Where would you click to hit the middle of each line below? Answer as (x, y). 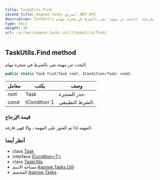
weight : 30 (16, 28)
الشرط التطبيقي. (77, 102)
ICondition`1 (40, 102)
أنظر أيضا (15, 140)
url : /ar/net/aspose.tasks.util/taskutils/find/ (56, 33)
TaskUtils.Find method (41, 53)
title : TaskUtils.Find (28, 10)
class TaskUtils (27, 162)
